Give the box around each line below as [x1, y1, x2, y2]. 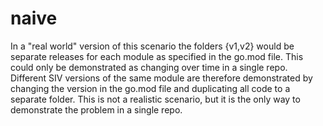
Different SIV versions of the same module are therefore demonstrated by [10, 72, 313, 84]
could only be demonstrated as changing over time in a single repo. [10, 61, 288, 73]
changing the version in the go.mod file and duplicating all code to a [10, 82, 291, 94]
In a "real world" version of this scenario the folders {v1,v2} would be [10, 40, 295, 52]
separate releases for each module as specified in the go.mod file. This [10, 50, 304, 62]
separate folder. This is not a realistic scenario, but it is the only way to [10, 93, 301, 105]
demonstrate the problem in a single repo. [10, 103, 183, 116]
